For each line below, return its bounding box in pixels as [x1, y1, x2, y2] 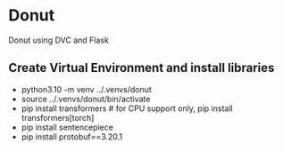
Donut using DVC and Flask [8, 35, 109, 45]
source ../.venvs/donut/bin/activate [21, 93, 151, 104]
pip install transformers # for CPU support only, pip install [21, 103, 233, 114]
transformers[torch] [21, 112, 95, 123]
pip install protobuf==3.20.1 [21, 131, 122, 142]
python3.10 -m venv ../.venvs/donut [21, 83, 153, 94]
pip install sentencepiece [21, 122, 113, 132]
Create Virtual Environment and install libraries [8, 60, 275, 75]
